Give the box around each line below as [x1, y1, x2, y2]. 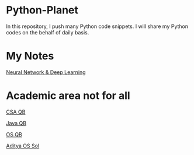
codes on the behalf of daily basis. [6, 29, 89, 36]
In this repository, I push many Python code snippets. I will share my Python [6, 23, 189, 30]
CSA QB [6, 108, 26, 115]
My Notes [6, 50, 54, 63]
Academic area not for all [6, 89, 130, 103]
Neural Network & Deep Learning [6, 68, 86, 76]
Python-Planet [6, 3, 79, 17]
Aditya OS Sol [6, 142, 40, 149]
